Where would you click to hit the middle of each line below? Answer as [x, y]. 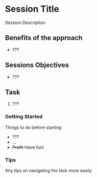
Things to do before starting [33, 127]
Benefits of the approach [44, 38]
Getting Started [24, 117]
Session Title [32, 9]
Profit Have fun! [28, 147]
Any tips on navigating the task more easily [48, 170]
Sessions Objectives [37, 65]
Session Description [25, 22]
